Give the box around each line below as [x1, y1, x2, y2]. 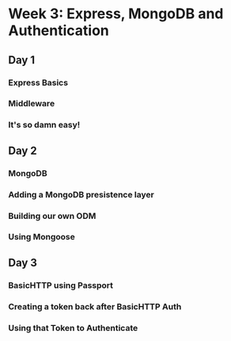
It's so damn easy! [8, 120, 81, 131]
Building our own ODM [8, 210, 97, 221]
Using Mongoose [8, 232, 75, 243]
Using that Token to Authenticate [8, 322, 138, 333]
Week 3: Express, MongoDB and [8, 5, 224, 23]
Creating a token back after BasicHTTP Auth [8, 301, 182, 312]
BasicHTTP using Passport [8, 279, 113, 290]
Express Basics [8, 77, 69, 88]
